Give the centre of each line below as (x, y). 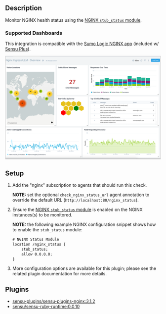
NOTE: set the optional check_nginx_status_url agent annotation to (81, 195)
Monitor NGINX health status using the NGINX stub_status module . (73, 20)
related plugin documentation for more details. (60, 274)
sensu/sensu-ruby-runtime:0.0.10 (46, 306)
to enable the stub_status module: (47, 230)
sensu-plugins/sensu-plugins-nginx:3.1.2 (54, 301)
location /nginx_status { (39, 245)
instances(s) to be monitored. (42, 215)
